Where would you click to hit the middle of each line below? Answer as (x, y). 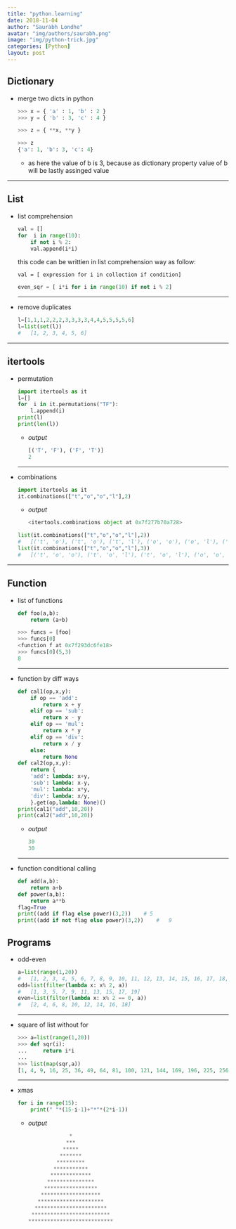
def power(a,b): (41, 894)
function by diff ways (48, 678)
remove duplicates (44, 307)
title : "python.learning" (45, 14)
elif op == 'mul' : (57, 724)
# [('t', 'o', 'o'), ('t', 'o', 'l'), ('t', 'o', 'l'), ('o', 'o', (122, 555)
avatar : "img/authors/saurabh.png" (59, 33)
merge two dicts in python (55, 98)
